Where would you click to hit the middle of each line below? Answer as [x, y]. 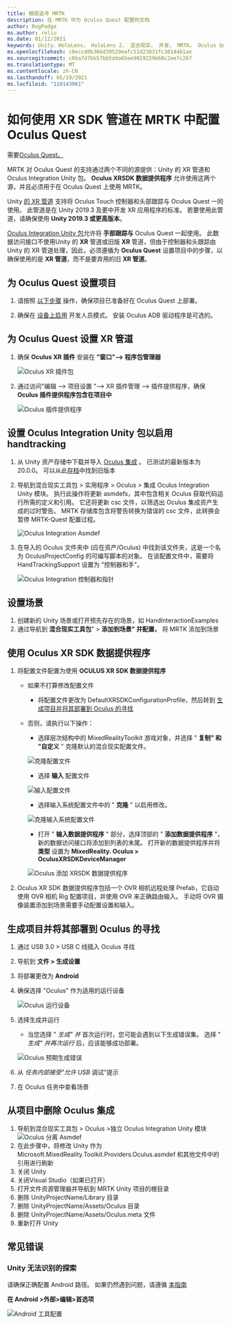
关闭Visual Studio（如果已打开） [63, 1180]
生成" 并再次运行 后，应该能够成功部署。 [85, 1043]
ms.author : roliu [32, 33]
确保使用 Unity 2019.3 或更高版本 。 [75, 219]
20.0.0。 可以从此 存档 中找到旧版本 [66, 470]
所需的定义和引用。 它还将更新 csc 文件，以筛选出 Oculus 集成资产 [118, 502]
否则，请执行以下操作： [60, 724]
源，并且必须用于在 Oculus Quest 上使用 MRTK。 [77, 187]
